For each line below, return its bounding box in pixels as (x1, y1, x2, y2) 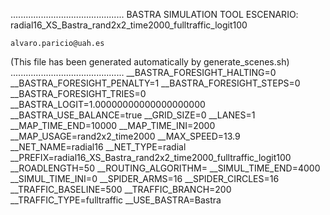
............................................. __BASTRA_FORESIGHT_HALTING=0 (10, 67, 277, 78)
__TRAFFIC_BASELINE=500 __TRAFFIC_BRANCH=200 (10, 184, 232, 195)
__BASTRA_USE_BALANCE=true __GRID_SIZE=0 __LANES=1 (10, 109, 256, 121)
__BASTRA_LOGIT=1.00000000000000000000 (10, 99, 206, 110)
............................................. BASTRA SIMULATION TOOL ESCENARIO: (10, 9, 299, 20)
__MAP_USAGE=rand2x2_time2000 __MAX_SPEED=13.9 (10, 130, 241, 142)
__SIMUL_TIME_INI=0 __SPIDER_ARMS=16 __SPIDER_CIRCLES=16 (10, 173, 280, 184)
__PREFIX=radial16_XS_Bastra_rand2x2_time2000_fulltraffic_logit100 (10, 152, 292, 163)
